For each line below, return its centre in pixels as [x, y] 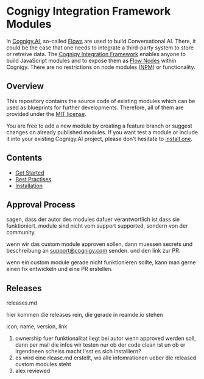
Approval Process [41, 205]
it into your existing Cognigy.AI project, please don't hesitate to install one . [100, 139]
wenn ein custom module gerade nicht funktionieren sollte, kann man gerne [101, 262]
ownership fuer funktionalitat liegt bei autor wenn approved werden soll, [105, 338]
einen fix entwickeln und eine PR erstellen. [60, 269]
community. [21, 233]
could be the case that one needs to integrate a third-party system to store [100, 48]
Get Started [30, 173]
